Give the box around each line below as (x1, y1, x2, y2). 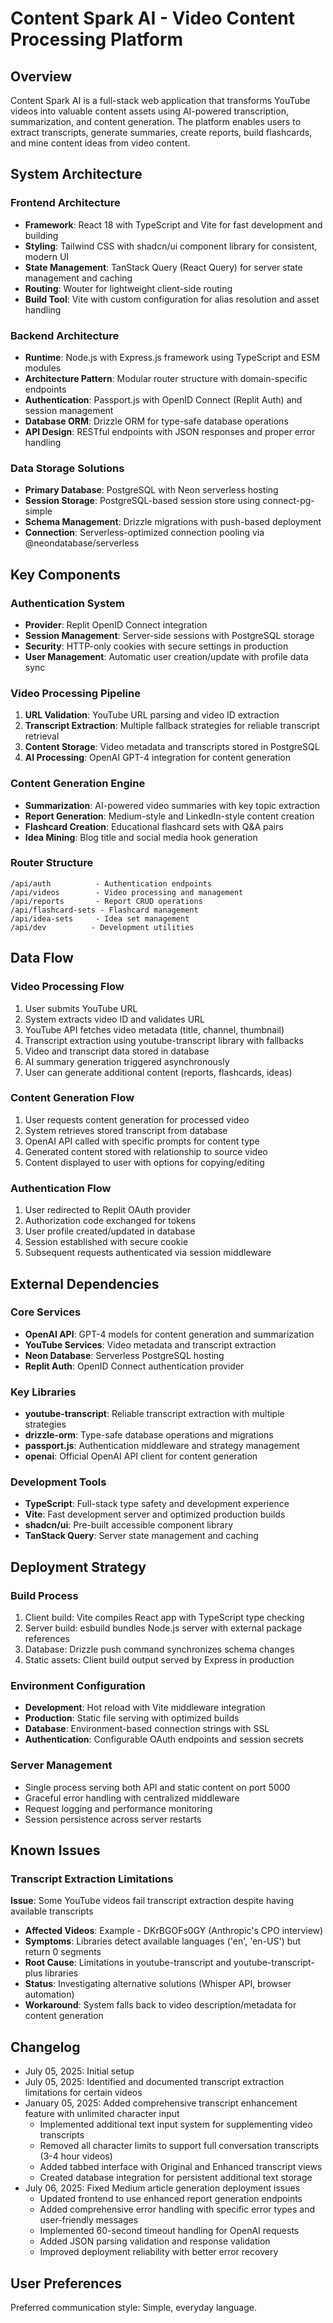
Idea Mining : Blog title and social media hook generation (24, 831, 258, 843)
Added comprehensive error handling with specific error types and (39, 2203, 315, 2216)
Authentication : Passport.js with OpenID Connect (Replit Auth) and (24, 393, 303, 406)
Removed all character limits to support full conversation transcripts (39, 2140, 320, 2152)
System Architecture (10, 166, 143, 183)
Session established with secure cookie (24, 1236, 189, 1248)
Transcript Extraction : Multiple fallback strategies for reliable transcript (24, 720, 320, 732)
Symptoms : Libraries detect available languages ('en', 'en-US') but (24, 1935, 302, 1947)
